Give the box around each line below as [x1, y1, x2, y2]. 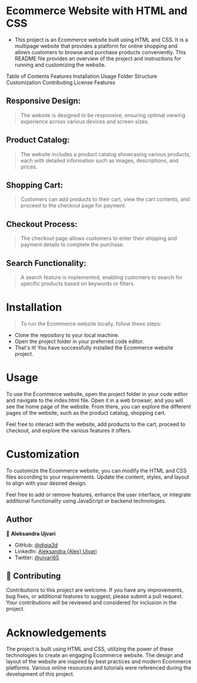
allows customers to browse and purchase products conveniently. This [14, 48, 186, 55]
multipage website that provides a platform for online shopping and [14, 42, 178, 50]
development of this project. [6, 671, 75, 678]
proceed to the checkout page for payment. [20, 202, 126, 209]
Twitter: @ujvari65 [14, 554, 59, 561]
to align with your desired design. [6, 479, 87, 487]
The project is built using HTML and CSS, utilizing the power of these [6, 645, 173, 652]
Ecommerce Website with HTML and [6, 4, 188, 18]
